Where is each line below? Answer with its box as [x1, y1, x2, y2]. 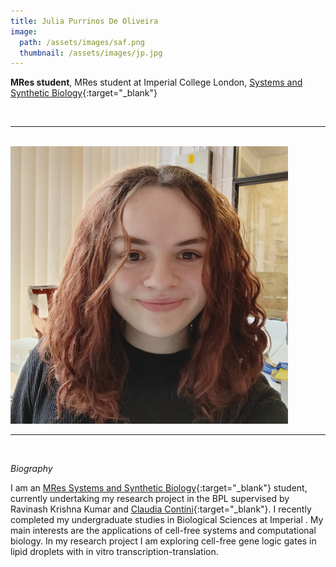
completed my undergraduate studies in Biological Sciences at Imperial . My [10, 514, 324, 526]
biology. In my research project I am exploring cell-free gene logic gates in [10, 535, 317, 547]
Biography [10, 463, 53, 475]
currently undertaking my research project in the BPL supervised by [10, 493, 290, 505]
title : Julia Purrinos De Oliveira [10, 16, 159, 26]
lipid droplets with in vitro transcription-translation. [10, 546, 219, 558]
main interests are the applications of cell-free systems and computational [10, 525, 317, 537]
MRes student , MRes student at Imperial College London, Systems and [10, 76, 303, 89]
